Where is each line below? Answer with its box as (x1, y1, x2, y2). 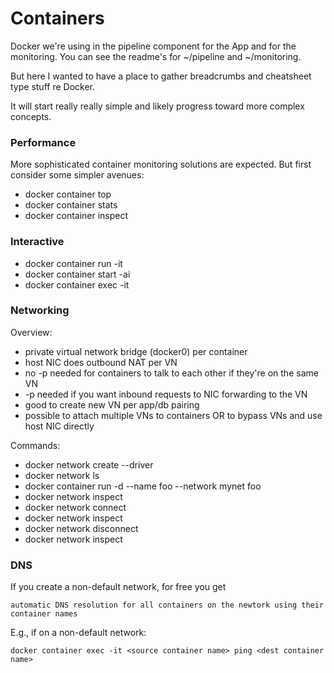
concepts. (10, 110, 52, 122)
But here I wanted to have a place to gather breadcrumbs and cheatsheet (10, 70, 312, 82)
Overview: (10, 326, 53, 338)
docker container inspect (24, 210, 129, 222)
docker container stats (24, 199, 118, 211)
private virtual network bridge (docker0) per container (24, 345, 248, 357)
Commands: (10, 439, 61, 451)
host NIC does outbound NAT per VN (24, 356, 178, 368)
